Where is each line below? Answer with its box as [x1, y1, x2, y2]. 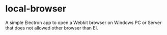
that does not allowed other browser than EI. [5, 24, 98, 30]
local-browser [5, 3, 67, 14]
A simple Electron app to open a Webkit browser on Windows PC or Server [5, 19, 162, 25]
